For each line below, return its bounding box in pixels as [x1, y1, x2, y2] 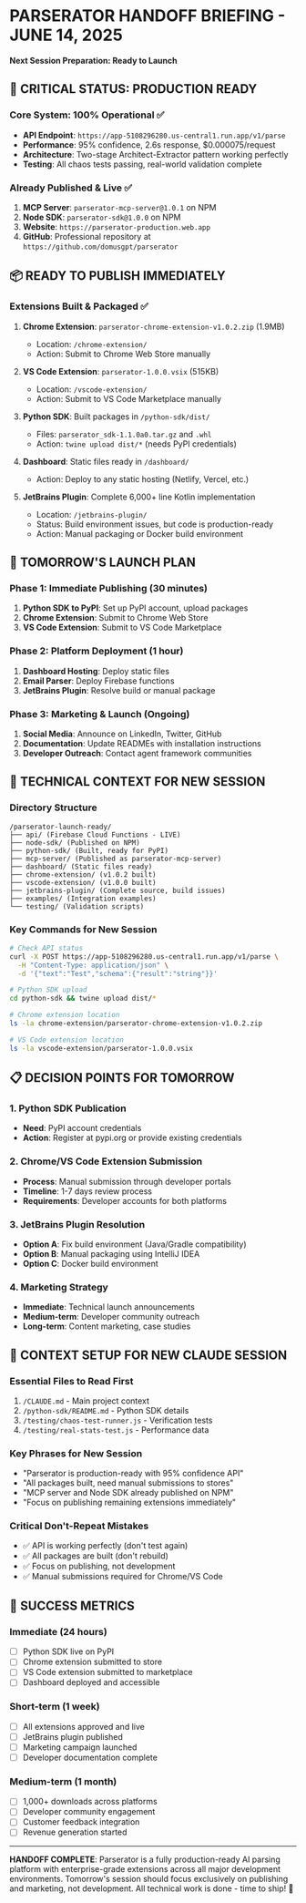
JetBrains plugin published [22, 1731, 123, 1742]
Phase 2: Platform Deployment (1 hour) [9, 644, 184, 657]
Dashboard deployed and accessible [22, 1677, 160, 1688]
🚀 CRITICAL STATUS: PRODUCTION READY [9, 81, 258, 97]
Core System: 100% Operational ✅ [9, 108, 166, 121]
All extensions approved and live [22, 1721, 146, 1732]
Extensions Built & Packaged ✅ [9, 300, 148, 313]
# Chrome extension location [9, 1011, 120, 1020]
